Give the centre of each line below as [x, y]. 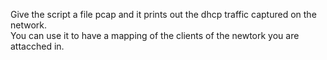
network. [29, 25]
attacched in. [37, 46]
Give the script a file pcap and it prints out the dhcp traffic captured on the [163, 14]
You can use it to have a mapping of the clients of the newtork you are [155, 35]
